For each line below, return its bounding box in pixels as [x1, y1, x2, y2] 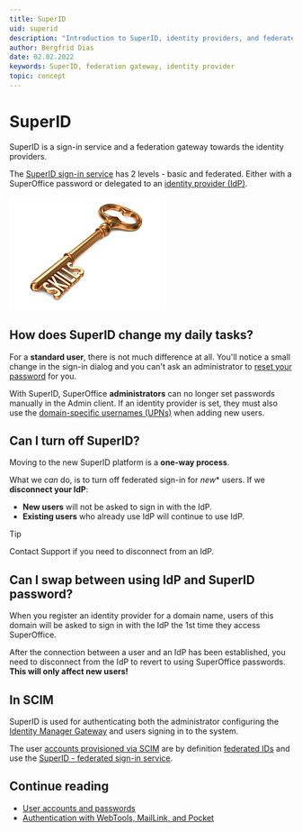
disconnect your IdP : [9, 484, 89, 495]
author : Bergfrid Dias [9, 43, 94, 52]
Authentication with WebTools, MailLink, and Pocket [22, 812, 214, 823]
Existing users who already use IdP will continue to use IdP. [22, 511, 245, 522]
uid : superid [9, 23, 58, 33]
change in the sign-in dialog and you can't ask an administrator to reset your [9, 361, 292, 371]
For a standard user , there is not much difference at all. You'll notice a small [9, 352, 290, 362]
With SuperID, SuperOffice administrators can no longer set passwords [9, 388, 276, 398]
